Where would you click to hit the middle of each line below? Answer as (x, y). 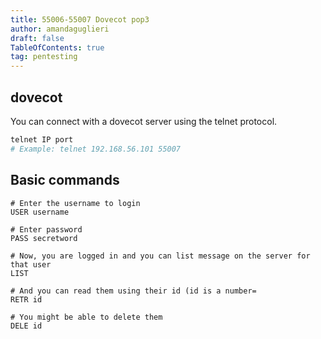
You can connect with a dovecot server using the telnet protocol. (144, 121)
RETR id (26, 299)
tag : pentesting (44, 57)
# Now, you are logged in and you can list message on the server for (160, 256)
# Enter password (46, 229)
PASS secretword (44, 238)
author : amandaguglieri (60, 29)
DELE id (26, 326)
